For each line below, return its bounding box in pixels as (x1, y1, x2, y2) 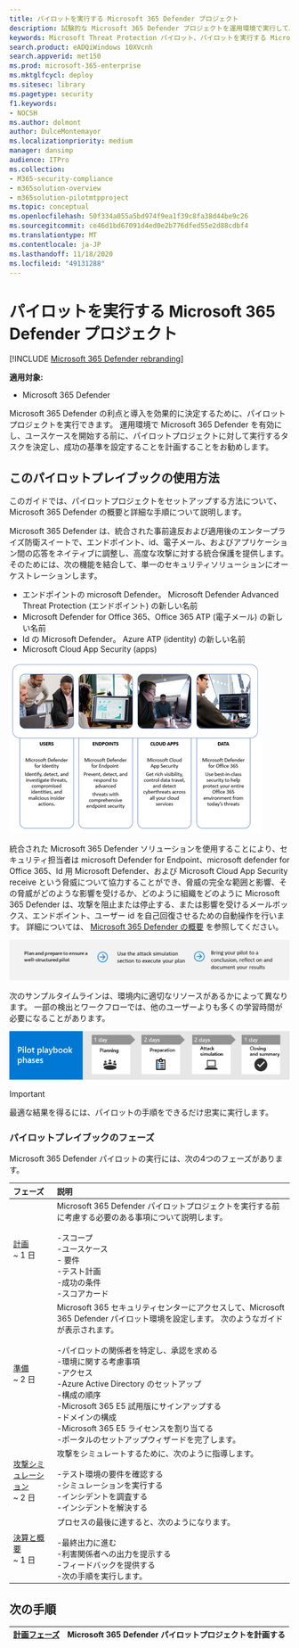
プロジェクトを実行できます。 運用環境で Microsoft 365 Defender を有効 (9, 419, 274, 430)
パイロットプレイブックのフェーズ (9, 1131, 155, 1143)
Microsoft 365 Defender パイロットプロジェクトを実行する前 (56, 1200, 280, 1211)
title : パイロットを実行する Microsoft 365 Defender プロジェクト (9, 14, 239, 23)
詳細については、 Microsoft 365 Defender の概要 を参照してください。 (26, 921, 284, 932)
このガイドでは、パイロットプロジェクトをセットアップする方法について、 (9, 496, 282, 507)
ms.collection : (9, 165, 66, 174)
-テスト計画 (56, 1265, 101, 1276)
